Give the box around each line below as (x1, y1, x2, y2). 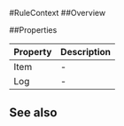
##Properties (9, 25, 58, 35)
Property (13, 46, 52, 58)
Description (60, 46, 112, 58)
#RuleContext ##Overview (9, 8, 106, 18)
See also (9, 106, 58, 121)
